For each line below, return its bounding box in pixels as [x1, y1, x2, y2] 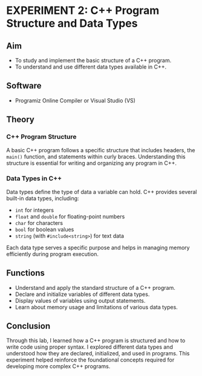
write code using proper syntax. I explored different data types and [6, 343, 174, 351]
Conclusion [6, 321, 51, 331]
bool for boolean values [15, 226, 74, 233]
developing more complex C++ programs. [6, 363, 111, 370]
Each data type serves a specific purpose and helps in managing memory [6, 244, 190, 251]
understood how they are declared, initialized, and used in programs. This [6, 350, 190, 357]
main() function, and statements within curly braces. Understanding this [6, 153, 186, 160]
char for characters [15, 219, 64, 226]
